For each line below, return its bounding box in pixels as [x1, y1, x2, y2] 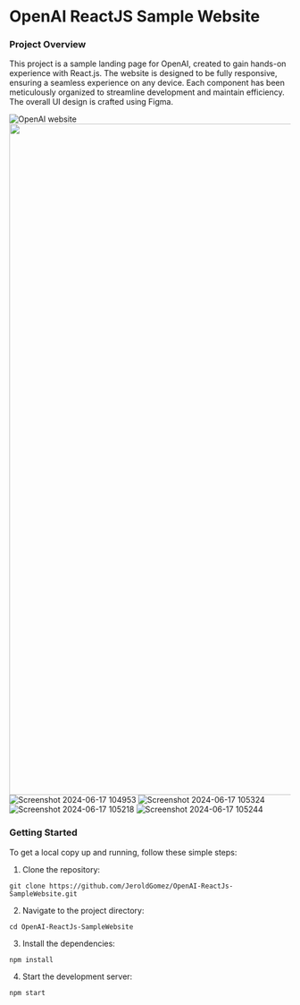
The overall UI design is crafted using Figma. [9, 97, 174, 107]
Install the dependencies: [21, 938, 116, 949]
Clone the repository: [21, 864, 101, 874]
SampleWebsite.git [9, 889, 78, 899]
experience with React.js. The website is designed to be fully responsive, [9, 68, 278, 79]
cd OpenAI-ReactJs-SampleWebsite [9, 922, 134, 932]
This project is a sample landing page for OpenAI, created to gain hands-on [9, 58, 287, 69]
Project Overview [9, 38, 87, 51]
